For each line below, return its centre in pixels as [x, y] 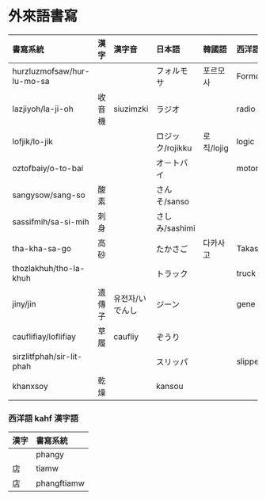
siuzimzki [131, 109]
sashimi [181, 228]
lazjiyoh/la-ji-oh [43, 109]
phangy [50, 455]
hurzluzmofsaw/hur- [51, 71]
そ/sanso [173, 201]
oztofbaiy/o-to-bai [48, 168]
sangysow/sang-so [49, 195]
